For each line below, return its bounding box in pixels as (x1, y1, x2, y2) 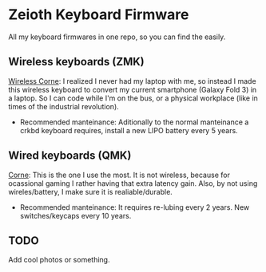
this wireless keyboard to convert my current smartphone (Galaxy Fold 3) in (8, 85, 257, 94)
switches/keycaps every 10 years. (19, 211, 132, 220)
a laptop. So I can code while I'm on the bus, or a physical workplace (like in (8, 93, 258, 103)
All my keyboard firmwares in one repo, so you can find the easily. (8, 32, 226, 41)
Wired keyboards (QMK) (8, 149, 132, 163)
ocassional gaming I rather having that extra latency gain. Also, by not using (8, 178, 258, 188)
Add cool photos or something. (8, 255, 110, 265)
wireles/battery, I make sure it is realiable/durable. (8, 187, 173, 196)
